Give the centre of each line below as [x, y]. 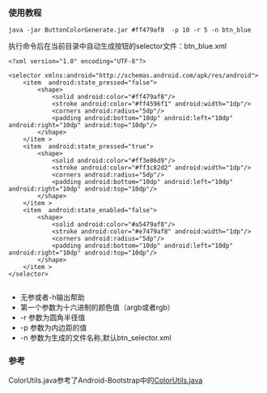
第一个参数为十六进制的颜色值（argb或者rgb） [97, 308]
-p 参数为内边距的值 [53, 328]
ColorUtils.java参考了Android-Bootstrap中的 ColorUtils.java [106, 380]
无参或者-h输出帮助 [52, 297]
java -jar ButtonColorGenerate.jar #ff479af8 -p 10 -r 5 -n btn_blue [130, 30]
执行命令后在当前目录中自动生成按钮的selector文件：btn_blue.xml [118, 46]
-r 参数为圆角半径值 [53, 318]
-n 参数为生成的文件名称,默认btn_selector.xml [95, 338]
